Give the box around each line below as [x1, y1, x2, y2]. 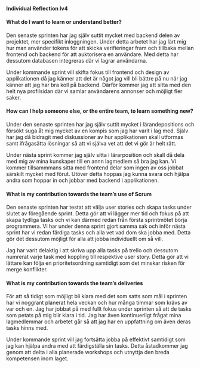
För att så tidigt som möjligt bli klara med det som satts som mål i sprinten [6, 293, 187, 300]
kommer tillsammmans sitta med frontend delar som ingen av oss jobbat [6, 164, 184, 171]
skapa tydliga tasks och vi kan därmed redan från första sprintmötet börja [6, 217, 187, 224]
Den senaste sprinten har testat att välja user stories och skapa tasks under [6, 203, 192, 211]
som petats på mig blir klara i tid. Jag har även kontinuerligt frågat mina [6, 312, 181, 319]
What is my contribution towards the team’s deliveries [6, 279, 143, 286]
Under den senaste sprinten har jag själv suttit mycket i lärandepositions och [6, 121, 195, 128]
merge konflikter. [6, 266, 48, 273]
